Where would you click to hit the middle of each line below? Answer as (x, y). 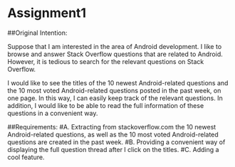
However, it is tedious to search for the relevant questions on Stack (106, 61)
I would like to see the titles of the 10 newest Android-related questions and (118, 82)
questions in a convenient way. (53, 113)
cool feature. (26, 157)
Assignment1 (47, 13)
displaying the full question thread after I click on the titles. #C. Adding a (113, 149)
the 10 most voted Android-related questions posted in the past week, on (114, 90)
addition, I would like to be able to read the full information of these (106, 105)
